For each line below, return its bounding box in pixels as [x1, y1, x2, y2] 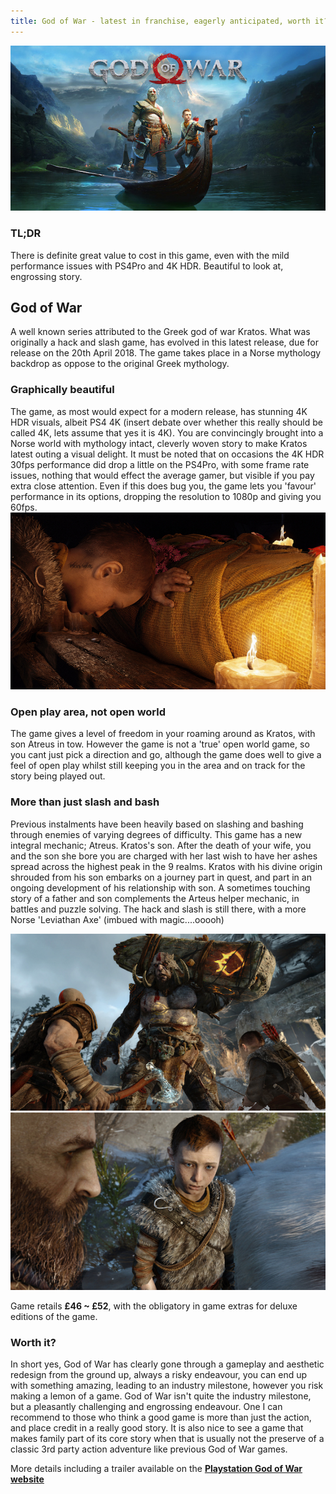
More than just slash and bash [10, 795, 160, 809]
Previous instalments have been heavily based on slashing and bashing [10, 818, 304, 830]
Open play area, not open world [10, 705, 167, 719]
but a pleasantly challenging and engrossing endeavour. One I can [10, 1401, 283, 1413]
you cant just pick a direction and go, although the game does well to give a [10, 749, 322, 761]
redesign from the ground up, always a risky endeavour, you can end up [10, 1369, 308, 1381]
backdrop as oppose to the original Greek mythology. [10, 358, 230, 370]
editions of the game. [10, 1310, 98, 1322]
